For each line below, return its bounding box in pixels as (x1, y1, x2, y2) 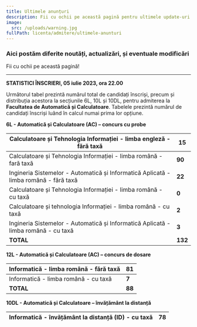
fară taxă (9, 159, 33, 167)
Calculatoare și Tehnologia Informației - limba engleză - (9, 135, 171, 143)
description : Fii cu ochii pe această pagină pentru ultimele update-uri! (6, 14, 193, 20)
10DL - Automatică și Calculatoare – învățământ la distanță (6, 300, 151, 307)
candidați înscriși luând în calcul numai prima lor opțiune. (6, 109, 144, 117)
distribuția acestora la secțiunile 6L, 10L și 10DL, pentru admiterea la (6, 97, 171, 104)
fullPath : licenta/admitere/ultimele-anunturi (6, 30, 122, 36)
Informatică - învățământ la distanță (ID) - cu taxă (9, 314, 153, 322)
